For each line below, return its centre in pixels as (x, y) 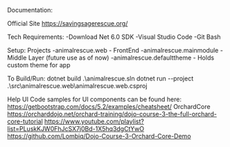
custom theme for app (39, 65)
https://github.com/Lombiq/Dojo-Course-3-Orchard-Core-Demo (99, 136)
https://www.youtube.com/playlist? (94, 121)
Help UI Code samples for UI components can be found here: (95, 99)
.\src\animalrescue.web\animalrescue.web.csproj (77, 86)
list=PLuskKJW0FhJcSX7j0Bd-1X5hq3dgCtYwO (76, 129)
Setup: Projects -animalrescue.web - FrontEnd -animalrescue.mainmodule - (115, 50)
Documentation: (30, 10)
